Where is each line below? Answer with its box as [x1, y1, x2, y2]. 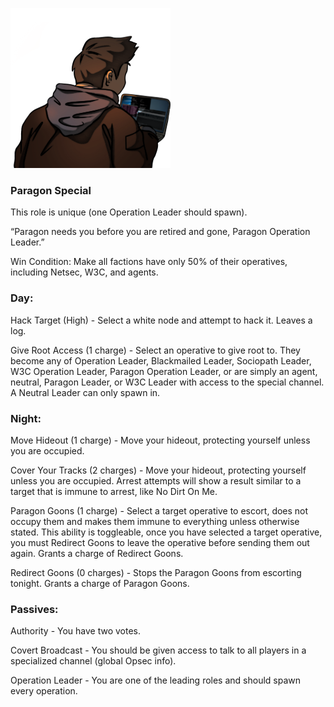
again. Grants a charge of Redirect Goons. [10, 547, 184, 559]
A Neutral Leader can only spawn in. [10, 386, 161, 398]
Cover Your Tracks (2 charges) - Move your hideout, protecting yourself [10, 464, 307, 476]
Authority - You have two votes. [10, 625, 142, 637]
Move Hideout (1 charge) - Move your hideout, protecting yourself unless [10, 434, 311, 446]
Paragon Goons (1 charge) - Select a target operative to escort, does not [10, 504, 309, 517]
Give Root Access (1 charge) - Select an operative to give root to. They [10, 344, 301, 356]
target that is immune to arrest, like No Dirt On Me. [10, 485, 218, 497]
